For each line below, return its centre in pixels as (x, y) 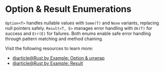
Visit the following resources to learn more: (49, 48)
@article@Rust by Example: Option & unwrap (58, 58)
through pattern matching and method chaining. (54, 39)
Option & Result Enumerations (68, 9)
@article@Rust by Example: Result (48, 63)
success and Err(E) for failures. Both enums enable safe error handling (78, 33)
